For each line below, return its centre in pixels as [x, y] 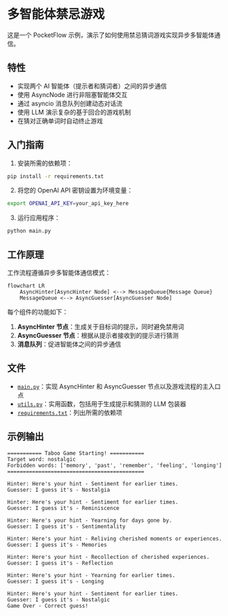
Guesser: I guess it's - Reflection [60, 563]
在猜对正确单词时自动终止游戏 [60, 121]
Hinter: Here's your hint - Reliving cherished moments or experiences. [115, 539]
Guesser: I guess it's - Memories [57, 545]
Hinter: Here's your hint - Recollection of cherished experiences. [108, 557]
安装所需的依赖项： [45, 163]
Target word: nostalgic [42, 459]
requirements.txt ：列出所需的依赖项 [70, 412]
